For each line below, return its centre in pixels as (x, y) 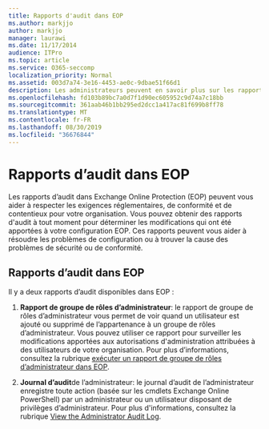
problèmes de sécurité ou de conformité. (76, 247)
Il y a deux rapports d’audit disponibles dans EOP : (91, 292)
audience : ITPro (35, 53)
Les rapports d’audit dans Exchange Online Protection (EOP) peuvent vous (131, 196)
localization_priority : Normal (60, 75)
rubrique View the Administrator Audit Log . (90, 416)
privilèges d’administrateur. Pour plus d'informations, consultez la (128, 408)
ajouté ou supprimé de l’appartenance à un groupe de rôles (118, 324)
